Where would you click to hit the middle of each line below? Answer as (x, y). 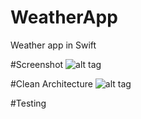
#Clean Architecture (51, 83)
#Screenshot (37, 64)
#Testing (28, 103)
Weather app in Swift (53, 45)
